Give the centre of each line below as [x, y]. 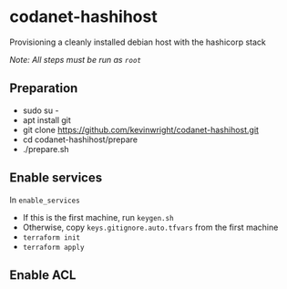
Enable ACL [43, 275]
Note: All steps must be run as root [75, 59]
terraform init [51, 237]
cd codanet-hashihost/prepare [80, 139]
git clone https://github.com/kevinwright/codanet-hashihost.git [141, 129]
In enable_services [45, 200]
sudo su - [41, 110]
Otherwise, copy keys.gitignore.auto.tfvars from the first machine [150, 227]
